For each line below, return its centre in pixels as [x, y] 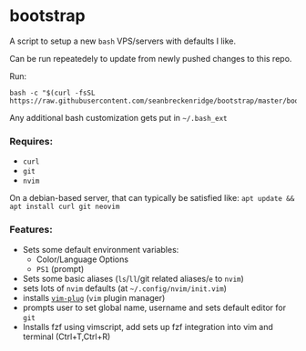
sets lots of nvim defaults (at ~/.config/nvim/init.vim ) [125, 288]
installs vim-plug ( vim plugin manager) [94, 297]
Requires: [31, 141]
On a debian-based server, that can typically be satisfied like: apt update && [152, 198]
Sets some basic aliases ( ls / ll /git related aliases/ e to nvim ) [133, 278]
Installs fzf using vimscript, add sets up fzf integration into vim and [148, 326]
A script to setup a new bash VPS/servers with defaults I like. [123, 41]
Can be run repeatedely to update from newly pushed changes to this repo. [151, 58]
